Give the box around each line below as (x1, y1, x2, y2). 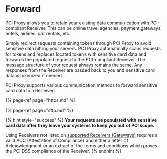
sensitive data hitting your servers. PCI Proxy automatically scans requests (5, 45, 161, 51)
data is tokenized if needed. (5, 72, 63, 78)
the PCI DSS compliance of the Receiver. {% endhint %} (5, 148, 122, 154)
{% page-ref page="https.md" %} (5, 97, 76, 103)
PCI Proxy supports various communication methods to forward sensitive (5, 82, 158, 88)
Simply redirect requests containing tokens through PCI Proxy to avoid (5, 40, 152, 46)
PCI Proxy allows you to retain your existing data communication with (5, 20, 149, 26)
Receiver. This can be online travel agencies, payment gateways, (27, 25, 162, 31)
